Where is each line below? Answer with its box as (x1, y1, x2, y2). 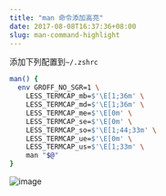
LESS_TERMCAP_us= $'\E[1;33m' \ (26, 142, 145, 151)
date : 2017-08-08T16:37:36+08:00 (9, 22, 137, 31)
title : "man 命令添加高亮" (9, 13, 104, 23)
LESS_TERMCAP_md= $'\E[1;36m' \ (26, 100, 145, 109)
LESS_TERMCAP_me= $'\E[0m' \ (26, 108, 132, 118)
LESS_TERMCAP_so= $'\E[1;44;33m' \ (26, 125, 157, 135)
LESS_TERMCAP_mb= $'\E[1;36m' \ (26, 92, 145, 101)
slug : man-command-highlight (9, 30, 120, 39)
